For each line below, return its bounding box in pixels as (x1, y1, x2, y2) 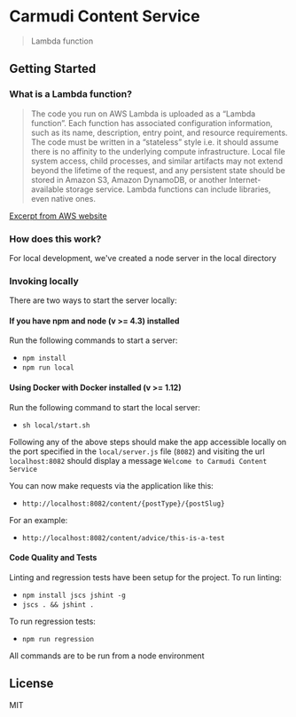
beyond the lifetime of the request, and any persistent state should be (30, 164, 286, 175)
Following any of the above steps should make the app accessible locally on (9, 436, 287, 447)
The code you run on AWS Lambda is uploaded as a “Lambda (30, 108, 256, 119)
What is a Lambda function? (9, 88, 133, 100)
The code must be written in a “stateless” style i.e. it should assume (30, 136, 279, 147)
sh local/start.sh (21, 420, 90, 430)
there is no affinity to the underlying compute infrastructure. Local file (30, 146, 286, 156)
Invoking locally (9, 275, 79, 287)
